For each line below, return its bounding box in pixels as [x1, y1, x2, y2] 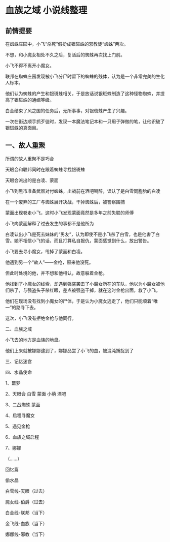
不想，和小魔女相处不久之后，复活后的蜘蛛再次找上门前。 [5, 52, 125, 57]
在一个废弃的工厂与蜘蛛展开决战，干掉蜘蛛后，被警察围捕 [5, 199, 125, 205]
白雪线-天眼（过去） [5, 488, 48, 494]
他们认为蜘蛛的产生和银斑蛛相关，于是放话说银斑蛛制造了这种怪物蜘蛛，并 [5, 91, 160, 97]
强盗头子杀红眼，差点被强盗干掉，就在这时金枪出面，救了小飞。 [27, 287, 160, 293]
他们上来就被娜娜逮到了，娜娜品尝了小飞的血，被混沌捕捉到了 [5, 347, 134, 353]
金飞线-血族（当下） [5, 520, 48, 526]
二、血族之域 [5, 326, 32, 332]
